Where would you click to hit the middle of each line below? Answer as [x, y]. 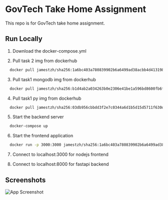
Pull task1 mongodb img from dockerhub [54, 79]
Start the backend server [38, 117]
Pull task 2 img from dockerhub [45, 61]
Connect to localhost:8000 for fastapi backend [60, 164]
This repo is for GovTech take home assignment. [55, 23]
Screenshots [25, 180]
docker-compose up [29, 126]
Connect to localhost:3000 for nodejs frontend [60, 154]
